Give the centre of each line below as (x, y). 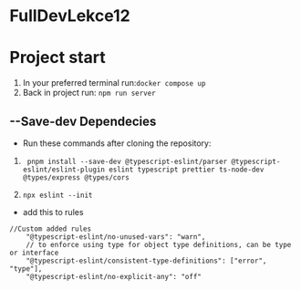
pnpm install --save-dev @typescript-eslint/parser (127, 161)
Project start (58, 58)
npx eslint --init (57, 195)
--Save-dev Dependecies (83, 121)
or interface (34, 253)
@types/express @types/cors (76, 177)
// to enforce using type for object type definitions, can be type (159, 244)
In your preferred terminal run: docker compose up (114, 83)
